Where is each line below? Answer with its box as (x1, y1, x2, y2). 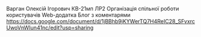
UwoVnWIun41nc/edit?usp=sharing (6, 24, 94, 31)
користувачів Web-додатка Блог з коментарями (6, 11, 131, 18)
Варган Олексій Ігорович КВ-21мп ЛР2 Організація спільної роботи (6, 5, 179, 12)
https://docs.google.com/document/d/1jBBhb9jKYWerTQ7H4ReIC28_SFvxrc (6, 18, 195, 24)
